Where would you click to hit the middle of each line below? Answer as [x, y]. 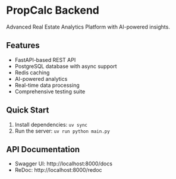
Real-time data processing [47, 85]
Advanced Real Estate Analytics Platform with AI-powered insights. [88, 27]
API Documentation [43, 149]
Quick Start [28, 110]
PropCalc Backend [53, 10]
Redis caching [32, 73]
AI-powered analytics [41, 78]
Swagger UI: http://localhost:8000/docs [64, 164]
